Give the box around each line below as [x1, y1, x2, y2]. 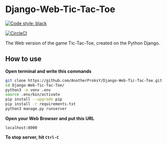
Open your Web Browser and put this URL [5, 115, 95, 121]
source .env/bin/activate [5, 92, 60, 97]
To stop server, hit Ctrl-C [5, 134, 59, 140]
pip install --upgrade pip [5, 97, 62, 102]
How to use [5, 55, 42, 63]
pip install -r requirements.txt [5, 101, 76, 107]
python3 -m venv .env [5, 87, 51, 92]
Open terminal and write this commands [5, 68, 92, 74]
